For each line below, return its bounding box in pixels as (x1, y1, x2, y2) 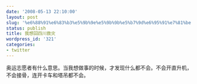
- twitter (6, 47, 31, 53)
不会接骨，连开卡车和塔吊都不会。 (6, 72, 89, 79)
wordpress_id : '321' (6, 36, 57, 42)
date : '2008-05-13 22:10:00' (6, 8, 78, 15)
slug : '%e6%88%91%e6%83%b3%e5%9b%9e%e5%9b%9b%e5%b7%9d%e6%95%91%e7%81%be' (6, 20, 194, 25)
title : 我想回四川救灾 (6, 31, 56, 37)
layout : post (6, 14, 38, 20)
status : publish (6, 25, 46, 31)
